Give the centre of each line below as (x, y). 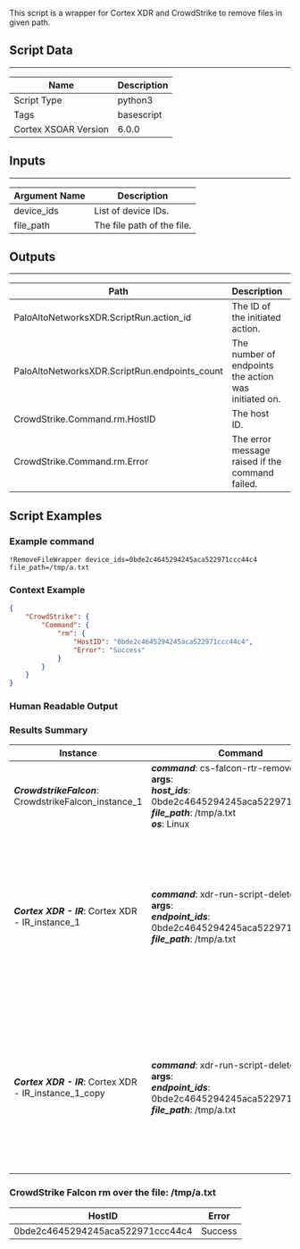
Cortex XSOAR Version (61, 129)
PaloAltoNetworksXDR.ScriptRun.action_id (103, 318)
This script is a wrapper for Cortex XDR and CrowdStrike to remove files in (146, 13)
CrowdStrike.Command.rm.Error (81, 462)
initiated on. (256, 399)
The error (252, 440)
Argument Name (50, 196)
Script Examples (56, 516)
